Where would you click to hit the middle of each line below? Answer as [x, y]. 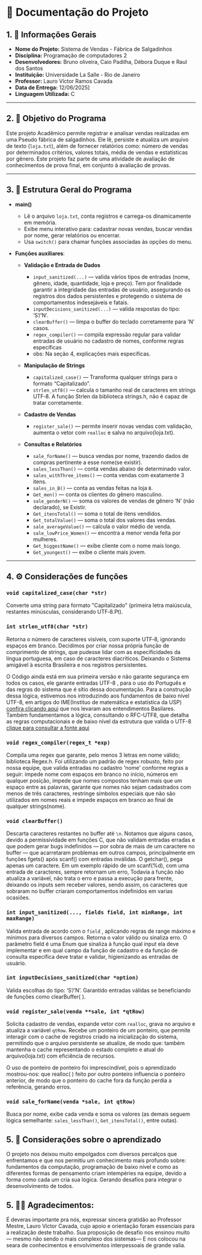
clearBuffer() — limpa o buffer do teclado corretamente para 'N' [114, 322]
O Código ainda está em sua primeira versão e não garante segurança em [98, 676]
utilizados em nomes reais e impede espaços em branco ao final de [90, 799]
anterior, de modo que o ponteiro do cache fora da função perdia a [89, 1081]
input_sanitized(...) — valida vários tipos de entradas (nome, [112, 276]
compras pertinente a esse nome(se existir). [87, 462]
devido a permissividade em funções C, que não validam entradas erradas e [101, 840]
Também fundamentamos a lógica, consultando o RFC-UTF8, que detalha [98, 715]
